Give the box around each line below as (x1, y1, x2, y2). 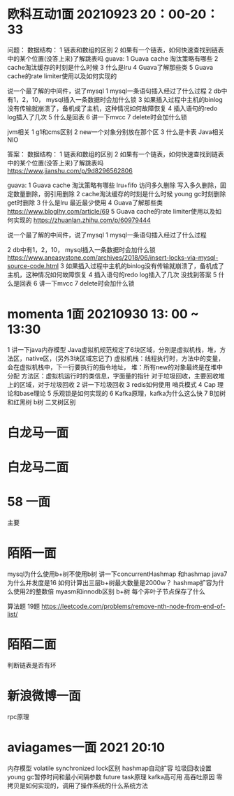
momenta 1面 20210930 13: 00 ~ (7, 307, 199, 322)
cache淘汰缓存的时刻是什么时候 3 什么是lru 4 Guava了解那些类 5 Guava (7, 63, 214, 71)
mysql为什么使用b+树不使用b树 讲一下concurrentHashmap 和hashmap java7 (7, 570, 228, 578)
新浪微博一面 (7, 688, 82, 704)
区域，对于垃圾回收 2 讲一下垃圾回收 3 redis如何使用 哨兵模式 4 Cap (19, 380, 217, 388)
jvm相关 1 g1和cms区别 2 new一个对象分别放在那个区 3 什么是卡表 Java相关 (7, 127, 225, 136)
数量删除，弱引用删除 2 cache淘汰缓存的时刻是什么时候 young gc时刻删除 (13, 189, 226, 198)
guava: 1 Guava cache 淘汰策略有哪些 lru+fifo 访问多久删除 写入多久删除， (7, 181, 221, 189)
